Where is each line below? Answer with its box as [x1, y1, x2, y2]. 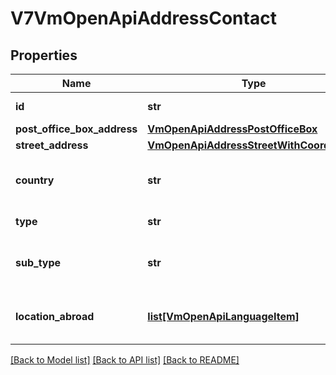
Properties [10, 47, 78, 64]
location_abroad [15, 310, 95, 323]
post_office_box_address [15, 122, 138, 136]
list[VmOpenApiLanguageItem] [147, 310, 300, 323]
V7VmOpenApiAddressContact [10, 7, 277, 30]
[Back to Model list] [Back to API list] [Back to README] [10, 354, 240, 366]
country [15, 173, 55, 187]
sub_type [15, 256, 62, 269]
